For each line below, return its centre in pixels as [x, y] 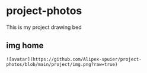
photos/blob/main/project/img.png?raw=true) [62, 64]
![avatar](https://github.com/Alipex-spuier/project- [74, 59]
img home [25, 46]
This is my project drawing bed [44, 27]
